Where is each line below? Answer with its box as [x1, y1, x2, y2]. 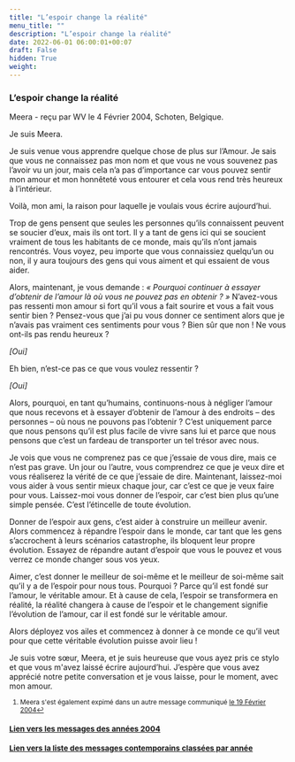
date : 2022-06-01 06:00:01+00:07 [9, 37, 132, 47]
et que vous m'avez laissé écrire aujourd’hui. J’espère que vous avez [9, 662, 261, 673]
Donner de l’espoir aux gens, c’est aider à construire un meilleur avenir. [9, 517, 268, 527]
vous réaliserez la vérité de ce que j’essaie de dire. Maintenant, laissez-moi [9, 471, 283, 482]
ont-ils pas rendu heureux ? [9, 329, 110, 340]
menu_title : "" [9, 21, 65, 30]
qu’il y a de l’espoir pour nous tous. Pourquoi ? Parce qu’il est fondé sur [9, 581, 269, 591]
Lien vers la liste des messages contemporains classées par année [9, 743, 253, 753]
